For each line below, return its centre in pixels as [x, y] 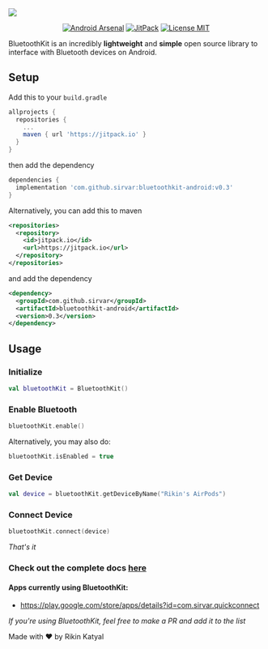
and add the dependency [50, 278]
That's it [22, 547]
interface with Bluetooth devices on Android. [83, 52]
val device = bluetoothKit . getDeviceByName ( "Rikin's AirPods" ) [117, 494]
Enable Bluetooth [43, 409]
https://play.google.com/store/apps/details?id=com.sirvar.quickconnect [140, 605]
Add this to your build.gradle [58, 97]
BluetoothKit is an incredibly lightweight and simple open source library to [133, 43]
